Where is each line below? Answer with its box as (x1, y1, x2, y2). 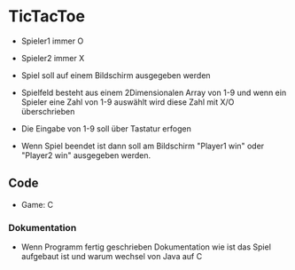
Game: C (20, 199, 54, 210)
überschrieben (20, 106, 75, 116)
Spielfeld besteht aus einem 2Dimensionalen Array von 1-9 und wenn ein (20, 87, 287, 98)
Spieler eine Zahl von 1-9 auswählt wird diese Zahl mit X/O (20, 96, 235, 107)
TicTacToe (8, 6, 86, 27)
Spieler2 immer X (20, 52, 85, 63)
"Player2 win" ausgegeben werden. (20, 149, 151, 161)
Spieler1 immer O (20, 36, 84, 46)
